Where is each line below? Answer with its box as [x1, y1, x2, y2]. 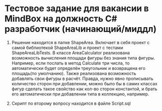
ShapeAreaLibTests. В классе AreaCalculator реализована [11, 49, 130, 56]
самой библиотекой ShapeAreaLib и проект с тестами [11, 45, 123, 50]
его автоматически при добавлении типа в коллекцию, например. [11, 91, 149, 97]
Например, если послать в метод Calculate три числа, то [11, 60, 130, 66]
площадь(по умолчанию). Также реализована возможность [11, 70, 136, 76]
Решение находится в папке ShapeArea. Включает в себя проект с [11, 39, 150, 45]
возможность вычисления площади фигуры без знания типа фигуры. [11, 55, 155, 61]
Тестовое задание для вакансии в [4, 3, 149, 14]
